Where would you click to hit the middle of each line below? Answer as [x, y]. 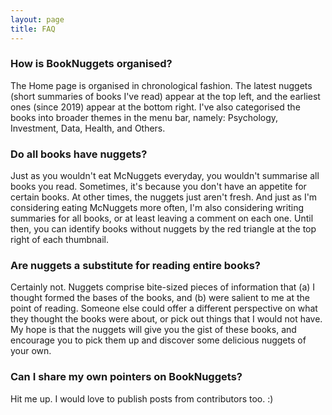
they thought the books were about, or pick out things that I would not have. [166, 319]
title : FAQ [33, 29]
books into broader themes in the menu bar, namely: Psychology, [144, 117]
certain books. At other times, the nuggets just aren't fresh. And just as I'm [164, 197]
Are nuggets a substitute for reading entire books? [135, 266]
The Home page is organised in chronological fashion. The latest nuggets [161, 85]
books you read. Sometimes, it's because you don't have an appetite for [158, 187]
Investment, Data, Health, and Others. [88, 128]
